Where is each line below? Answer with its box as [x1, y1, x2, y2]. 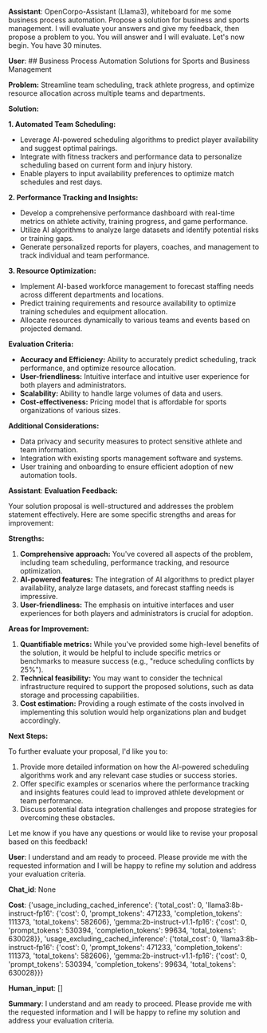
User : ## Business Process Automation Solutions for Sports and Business [8, 56, 250, 65]
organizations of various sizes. [19, 406, 121, 415]
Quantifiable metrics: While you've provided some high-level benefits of [19, 640, 260, 649]
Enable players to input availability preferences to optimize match [19, 169, 235, 178]
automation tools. [19, 471, 77, 479]
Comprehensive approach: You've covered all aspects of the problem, [19, 550, 253, 558]
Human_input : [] [8, 984, 64, 992]
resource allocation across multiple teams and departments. [8, 89, 206, 98]
